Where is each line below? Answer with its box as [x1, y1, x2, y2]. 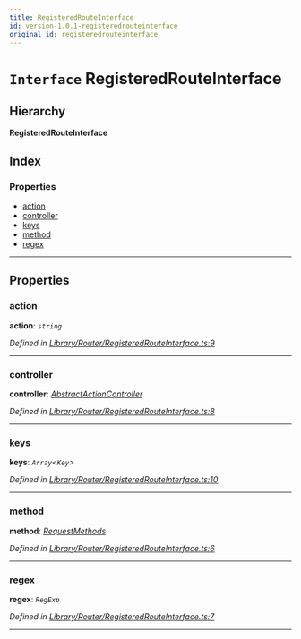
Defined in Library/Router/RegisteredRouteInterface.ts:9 [9, 337, 215, 348]
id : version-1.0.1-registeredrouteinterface [9, 21, 178, 30]
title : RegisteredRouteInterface [9, 13, 134, 22]
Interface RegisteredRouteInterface [9, 68, 282, 89]
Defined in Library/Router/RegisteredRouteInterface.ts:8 [9, 406, 215, 417]
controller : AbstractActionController [9, 388, 143, 399]
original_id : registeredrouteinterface [9, 30, 159, 38]
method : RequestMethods [9, 525, 107, 536]
